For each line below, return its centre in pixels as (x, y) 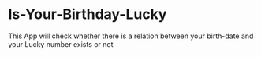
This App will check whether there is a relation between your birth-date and (131, 36)
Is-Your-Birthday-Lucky (88, 14)
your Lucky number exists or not (61, 44)
